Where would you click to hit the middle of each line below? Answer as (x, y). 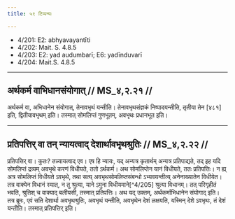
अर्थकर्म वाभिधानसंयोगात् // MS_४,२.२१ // (80, 91)
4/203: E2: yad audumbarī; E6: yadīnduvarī (79, 55)
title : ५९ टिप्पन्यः (30, 14)
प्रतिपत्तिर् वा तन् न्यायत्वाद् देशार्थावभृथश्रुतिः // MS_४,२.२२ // (108, 144)
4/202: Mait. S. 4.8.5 (47, 47)
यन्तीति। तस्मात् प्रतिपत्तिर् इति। (42, 209)
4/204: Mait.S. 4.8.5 (46, 62)
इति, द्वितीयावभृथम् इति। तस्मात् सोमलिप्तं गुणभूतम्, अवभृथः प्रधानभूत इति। (88, 115)
